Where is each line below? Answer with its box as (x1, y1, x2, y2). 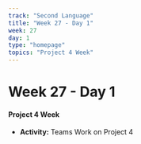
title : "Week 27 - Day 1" (8, 19, 93, 27)
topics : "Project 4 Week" (8, 49, 93, 56)
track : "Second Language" (8, 11, 93, 20)
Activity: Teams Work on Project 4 (19, 127, 134, 137)
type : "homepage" (8, 41, 66, 49)
